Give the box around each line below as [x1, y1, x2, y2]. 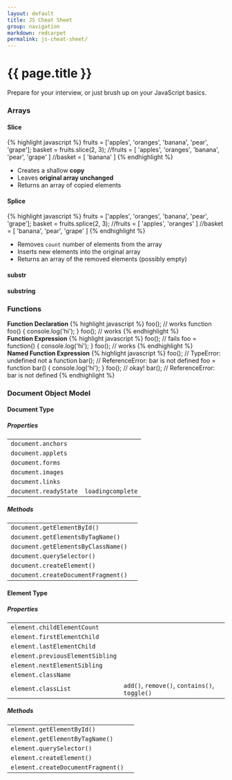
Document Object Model [7, 388, 91, 398]
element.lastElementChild [10, 642, 96, 650]
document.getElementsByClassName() [10, 543, 128, 550]
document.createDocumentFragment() [10, 571, 128, 579]
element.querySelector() [10, 744, 93, 752]
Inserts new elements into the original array [17, 248, 141, 256]
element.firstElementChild [10, 633, 99, 640]
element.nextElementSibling [10, 661, 103, 669]
